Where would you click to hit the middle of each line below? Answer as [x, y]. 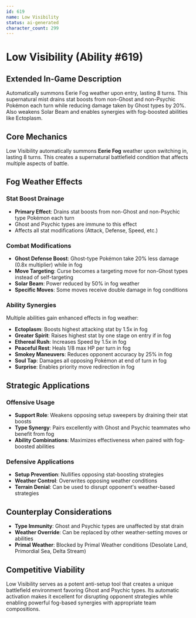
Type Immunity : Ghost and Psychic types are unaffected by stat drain [99, 526]
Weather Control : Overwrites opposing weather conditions [86, 481]
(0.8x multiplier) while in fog [48, 265]
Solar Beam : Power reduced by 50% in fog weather [77, 284]
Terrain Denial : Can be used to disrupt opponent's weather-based [94, 487]
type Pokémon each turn [44, 218]
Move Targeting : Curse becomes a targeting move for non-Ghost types [101, 271]
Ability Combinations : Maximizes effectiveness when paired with [94, 441]
